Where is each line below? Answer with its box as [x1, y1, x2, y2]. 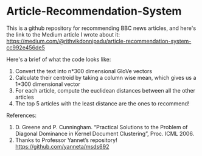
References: [6, 112, 37, 119]
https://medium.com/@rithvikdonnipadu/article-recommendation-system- [6, 37, 192, 44]
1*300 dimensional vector [15, 80, 80, 88]
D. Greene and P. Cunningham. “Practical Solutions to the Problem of [15, 123, 188, 130]
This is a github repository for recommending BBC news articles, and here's [6, 24, 197, 32]
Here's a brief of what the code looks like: [6, 55, 111, 63]
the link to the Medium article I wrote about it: [6, 30, 120, 38]
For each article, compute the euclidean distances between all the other [15, 87, 196, 94]
